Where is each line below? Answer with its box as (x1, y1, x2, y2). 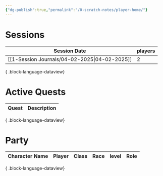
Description (27, 104, 57, 111)
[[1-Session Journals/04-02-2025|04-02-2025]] (8, 56, 132, 63)
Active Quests (5, 86, 66, 98)
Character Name (8, 153, 48, 160)
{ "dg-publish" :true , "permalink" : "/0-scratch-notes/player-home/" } (5, 7, 148, 13)
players (137, 47, 155, 54)
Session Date (53, 47, 86, 54)
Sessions (5, 29, 45, 40)
